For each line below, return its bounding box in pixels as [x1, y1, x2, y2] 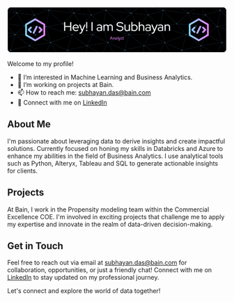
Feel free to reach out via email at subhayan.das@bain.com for [7, 258, 187, 267]
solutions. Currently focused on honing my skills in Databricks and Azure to [7, 144, 224, 152]
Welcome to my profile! [7, 59, 75, 67]
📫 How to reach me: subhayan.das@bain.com [17, 88, 151, 97]
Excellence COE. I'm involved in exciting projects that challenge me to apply [7, 212, 225, 221]
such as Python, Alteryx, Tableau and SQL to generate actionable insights [7, 159, 218, 167]
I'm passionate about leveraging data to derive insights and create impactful [7, 136, 226, 145]
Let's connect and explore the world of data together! [7, 287, 161, 295]
